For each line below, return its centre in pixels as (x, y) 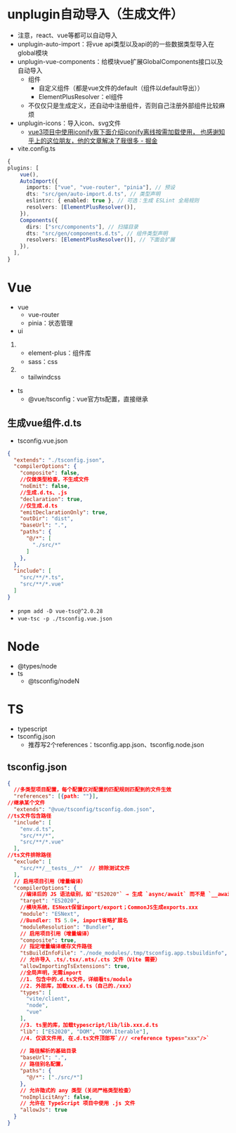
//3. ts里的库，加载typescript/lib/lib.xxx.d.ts (89, 1025)
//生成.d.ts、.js (44, 493)
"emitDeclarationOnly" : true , (64, 512)
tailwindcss (44, 377)
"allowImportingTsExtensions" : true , (75, 966)
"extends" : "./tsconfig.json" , (59, 460)
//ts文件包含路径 (29, 816)
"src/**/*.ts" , (42, 578)
